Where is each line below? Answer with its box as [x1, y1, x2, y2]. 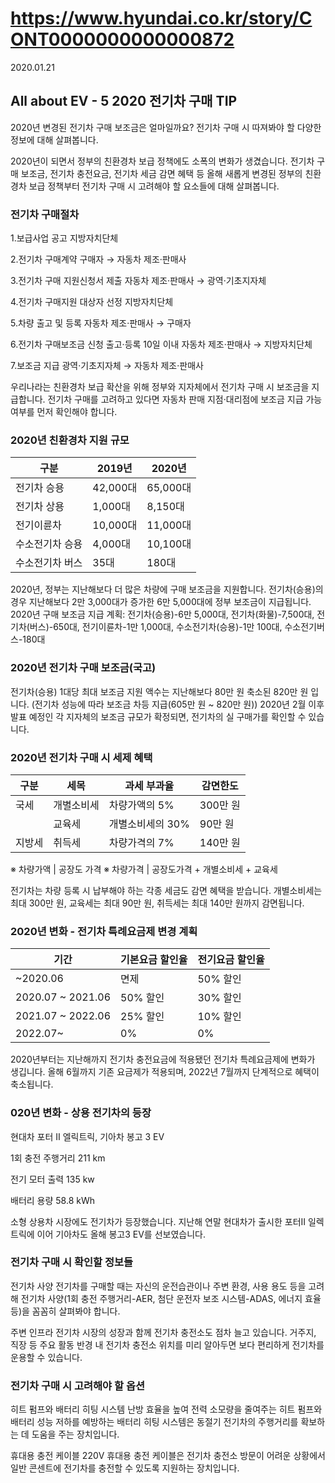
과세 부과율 [124, 778, 175, 792]
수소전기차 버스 [15, 556, 83, 570]
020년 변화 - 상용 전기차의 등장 [10, 1106, 152, 1120]
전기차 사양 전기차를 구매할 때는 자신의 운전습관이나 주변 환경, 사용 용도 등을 [10, 1280, 307, 1292]
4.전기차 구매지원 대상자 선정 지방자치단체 [10, 296, 174, 308]
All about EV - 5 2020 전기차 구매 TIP [10, 93, 238, 110]
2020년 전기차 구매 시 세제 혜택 [10, 750, 153, 764]
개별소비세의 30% [108, 817, 190, 831]
